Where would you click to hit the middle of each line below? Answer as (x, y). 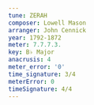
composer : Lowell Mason (47, 23)
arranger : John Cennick (47, 30)
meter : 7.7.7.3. (35, 45)
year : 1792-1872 (35, 37)
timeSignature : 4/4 (40, 89)
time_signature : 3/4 (42, 74)
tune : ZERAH (28, 15)
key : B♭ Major (32, 52)
